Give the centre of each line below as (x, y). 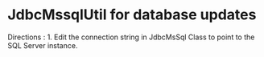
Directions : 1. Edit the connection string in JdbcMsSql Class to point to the (131, 37)
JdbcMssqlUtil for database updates (132, 15)
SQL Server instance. (43, 45)
